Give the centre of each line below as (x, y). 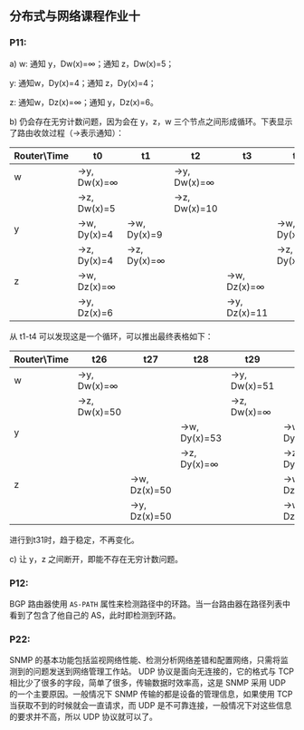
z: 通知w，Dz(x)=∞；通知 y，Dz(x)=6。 (84, 102)
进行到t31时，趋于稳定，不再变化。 (74, 540)
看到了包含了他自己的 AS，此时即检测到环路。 (95, 615)
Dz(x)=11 (247, 313)
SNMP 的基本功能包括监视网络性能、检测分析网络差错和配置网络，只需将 (145, 660)
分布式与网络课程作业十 (75, 16)
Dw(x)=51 (252, 385)
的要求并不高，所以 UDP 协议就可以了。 (84, 717)
